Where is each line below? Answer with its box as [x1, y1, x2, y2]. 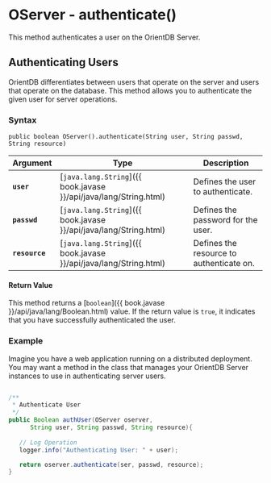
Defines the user [193, 176, 256, 187]
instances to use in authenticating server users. [8, 371, 167, 381]
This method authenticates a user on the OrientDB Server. [8, 32, 201, 42]
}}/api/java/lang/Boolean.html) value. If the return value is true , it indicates [8, 306, 256, 316]
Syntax [8, 115, 37, 126]
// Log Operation [19, 438, 78, 447]
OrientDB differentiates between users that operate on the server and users [8, 77, 260, 86]
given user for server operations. [8, 94, 118, 104]
